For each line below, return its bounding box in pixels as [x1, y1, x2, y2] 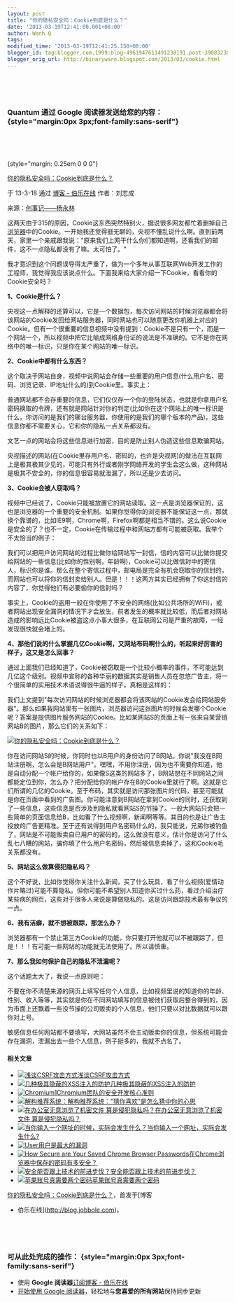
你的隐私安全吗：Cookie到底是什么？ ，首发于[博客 [7, 1191, 152, 1199]
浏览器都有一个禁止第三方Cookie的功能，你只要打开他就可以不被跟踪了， [7, 934, 218, 942]
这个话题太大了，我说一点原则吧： [7, 972, 106, 981]
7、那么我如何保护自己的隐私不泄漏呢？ [7, 957, 122, 966]
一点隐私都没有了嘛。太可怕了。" [31, 245, 127, 253]
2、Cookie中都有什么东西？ [7, 357, 87, 365]
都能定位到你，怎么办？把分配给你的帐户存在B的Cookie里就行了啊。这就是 [7, 778, 222, 786]
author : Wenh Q [7, 29, 52, 37]
